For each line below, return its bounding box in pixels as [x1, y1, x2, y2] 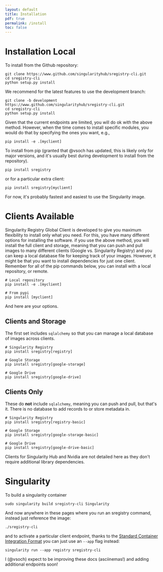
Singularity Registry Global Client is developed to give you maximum [5, 227, 142, 232]
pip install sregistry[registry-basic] [5, 419, 86, 425]
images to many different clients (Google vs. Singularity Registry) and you [5, 248, 152, 253]
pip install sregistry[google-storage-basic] [5, 432, 98, 437]
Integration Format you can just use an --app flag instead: [5, 538, 120, 544]
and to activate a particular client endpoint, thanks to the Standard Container [5, 533, 158, 539]
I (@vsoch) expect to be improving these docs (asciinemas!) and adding [5, 556, 149, 562]
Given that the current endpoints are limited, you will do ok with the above [5, 120, 153, 125]
